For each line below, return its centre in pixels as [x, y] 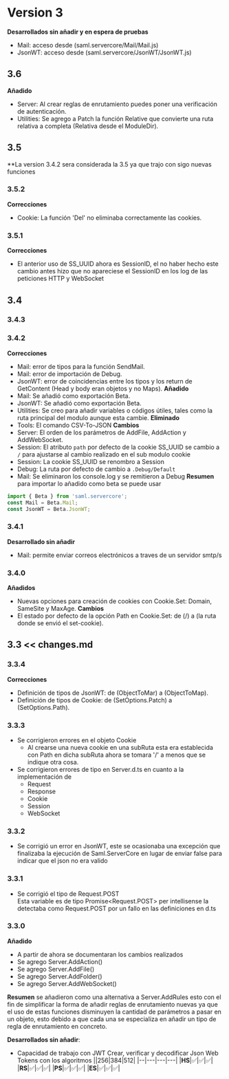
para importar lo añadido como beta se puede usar [89, 483]
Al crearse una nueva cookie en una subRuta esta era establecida [120, 747]
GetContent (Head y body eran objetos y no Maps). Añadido [103, 388]
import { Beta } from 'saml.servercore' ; [67, 496]
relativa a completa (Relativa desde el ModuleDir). [88, 126]
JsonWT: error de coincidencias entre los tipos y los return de [105, 381]
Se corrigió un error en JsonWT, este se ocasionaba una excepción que [119, 846]
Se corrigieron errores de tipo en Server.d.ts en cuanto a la [100, 769]
